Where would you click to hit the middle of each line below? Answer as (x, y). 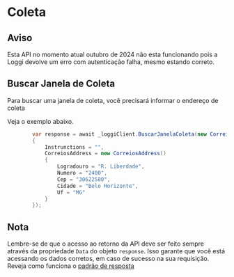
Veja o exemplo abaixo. (41, 121)
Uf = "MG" (71, 192)
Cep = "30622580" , (84, 179)
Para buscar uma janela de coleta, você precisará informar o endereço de (113, 100)
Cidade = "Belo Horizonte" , (97, 186)
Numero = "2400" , (82, 173)
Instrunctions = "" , (74, 147)
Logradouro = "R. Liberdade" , (101, 167)
